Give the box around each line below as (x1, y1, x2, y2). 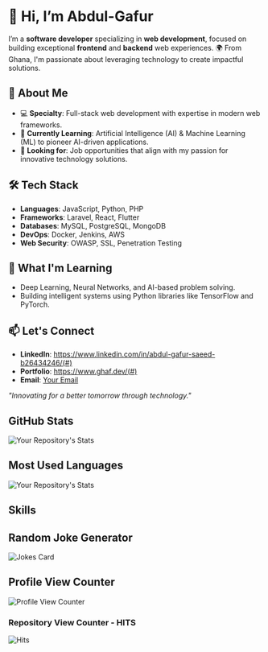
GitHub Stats (8, 414, 74, 427)
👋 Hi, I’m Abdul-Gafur (8, 7, 155, 26)
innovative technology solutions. (19, 154, 128, 163)
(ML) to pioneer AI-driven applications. (19, 137, 149, 146)
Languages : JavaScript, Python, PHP (19, 204, 144, 213)
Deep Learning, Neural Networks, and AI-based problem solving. (19, 283, 236, 292)
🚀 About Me (8, 86, 68, 100)
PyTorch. (19, 299, 50, 309)
